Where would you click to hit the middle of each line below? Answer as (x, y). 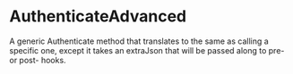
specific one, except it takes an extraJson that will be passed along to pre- (147, 50)
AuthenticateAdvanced (98, 16)
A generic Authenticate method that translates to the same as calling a (139, 41)
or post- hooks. (38, 60)
